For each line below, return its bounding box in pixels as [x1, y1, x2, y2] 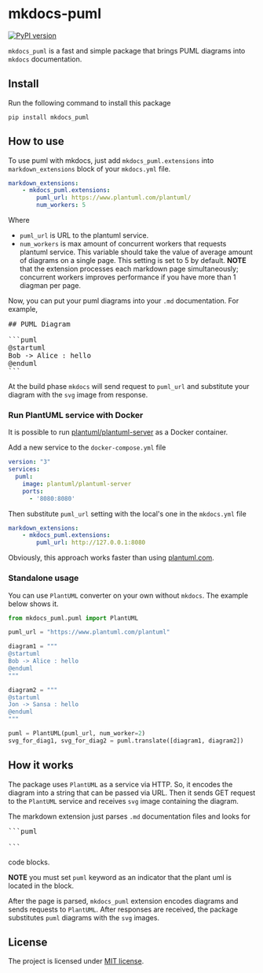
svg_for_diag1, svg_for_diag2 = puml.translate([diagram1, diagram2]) [8, 737, 244, 745]
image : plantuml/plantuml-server [22, 479, 132, 488]
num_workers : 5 [36, 202, 86, 209]
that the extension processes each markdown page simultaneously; [19, 265, 239, 274]
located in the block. [8, 881, 75, 890]
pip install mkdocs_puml [8, 113, 89, 121]
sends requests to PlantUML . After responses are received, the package [8, 905, 238, 914]
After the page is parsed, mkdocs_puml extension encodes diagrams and [8, 896, 239, 905]
